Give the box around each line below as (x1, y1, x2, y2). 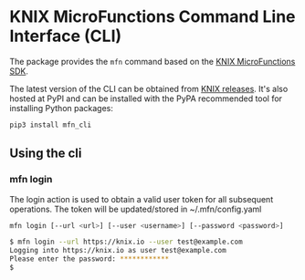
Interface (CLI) (9, 26, 122, 47)
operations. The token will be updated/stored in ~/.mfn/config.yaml (9, 203, 262, 214)
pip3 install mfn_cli (9, 120, 92, 130)
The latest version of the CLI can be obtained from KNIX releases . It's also (9, 83, 289, 94)
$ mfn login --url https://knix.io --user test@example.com (9, 237, 244, 247)
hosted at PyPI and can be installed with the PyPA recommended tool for (9, 93, 283, 104)
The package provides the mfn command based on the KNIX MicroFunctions (9, 56, 296, 67)
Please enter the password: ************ (9, 254, 170, 264)
